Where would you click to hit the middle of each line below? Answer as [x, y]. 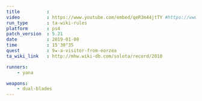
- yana [25, 72]
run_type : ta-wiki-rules [47, 23]
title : [28, 12]
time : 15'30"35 [40, 45]
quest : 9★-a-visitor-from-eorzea [62, 51]
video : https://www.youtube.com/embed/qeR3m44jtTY [84, 17]
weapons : [17, 83]
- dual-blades [35, 89]
